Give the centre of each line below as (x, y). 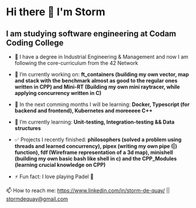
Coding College (35, 42)
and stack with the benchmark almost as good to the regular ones (96, 81)
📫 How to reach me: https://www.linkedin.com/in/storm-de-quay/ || (88, 190)
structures (27, 128)
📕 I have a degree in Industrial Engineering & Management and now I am (101, 57)
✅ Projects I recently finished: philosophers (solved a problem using (98, 139)
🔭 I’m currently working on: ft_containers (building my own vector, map (102, 74)
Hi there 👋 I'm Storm (56, 12)
